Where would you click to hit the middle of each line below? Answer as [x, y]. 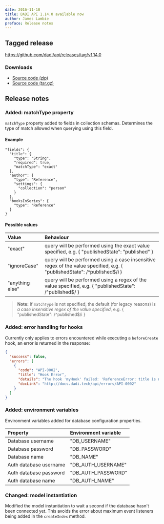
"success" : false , [28, 356]
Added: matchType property [40, 112]
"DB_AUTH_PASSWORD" [99, 473]
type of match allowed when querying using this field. [59, 128]
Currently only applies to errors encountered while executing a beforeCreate [82, 338]
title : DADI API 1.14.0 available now [44, 14]
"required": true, [32, 163]
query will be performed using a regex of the [96, 280]
